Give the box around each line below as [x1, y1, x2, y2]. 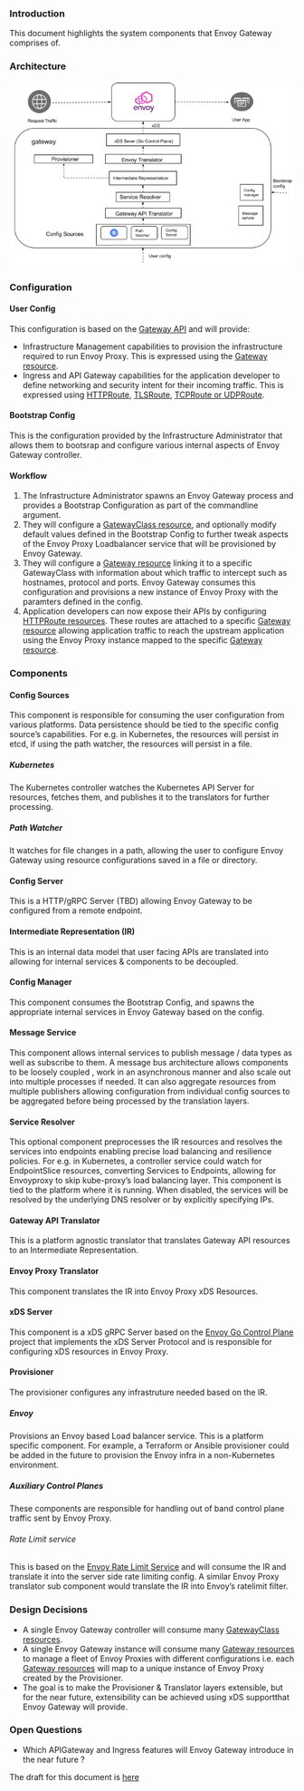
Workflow [9, 470, 48, 481]
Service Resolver [9, 1116, 75, 1127]
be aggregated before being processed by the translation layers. [9, 1095, 250, 1106]
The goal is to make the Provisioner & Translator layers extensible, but [22, 1681, 283, 1693]
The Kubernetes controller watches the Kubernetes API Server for [9, 783, 255, 793]
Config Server [9, 875, 63, 886]
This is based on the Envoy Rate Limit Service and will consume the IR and [9, 1562, 287, 1572]
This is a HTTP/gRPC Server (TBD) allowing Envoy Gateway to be [9, 896, 253, 907]
